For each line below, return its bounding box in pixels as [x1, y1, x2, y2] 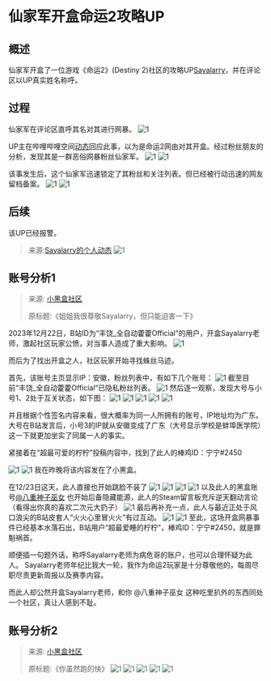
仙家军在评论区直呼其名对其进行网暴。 [8, 124, 136, 134]
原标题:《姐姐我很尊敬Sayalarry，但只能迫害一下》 [28, 311, 197, 321]
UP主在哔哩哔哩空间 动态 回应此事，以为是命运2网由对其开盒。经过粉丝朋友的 [8, 141, 264, 151]
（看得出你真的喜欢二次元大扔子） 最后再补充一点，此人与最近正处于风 [8, 503, 257, 513]
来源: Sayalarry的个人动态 [28, 245, 112, 255]
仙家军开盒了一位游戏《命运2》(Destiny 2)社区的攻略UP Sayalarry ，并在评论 [8, 66, 261, 74]
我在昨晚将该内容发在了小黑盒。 [34, 465, 142, 475]
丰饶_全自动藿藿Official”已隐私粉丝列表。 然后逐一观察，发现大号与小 [19, 383, 262, 393]
